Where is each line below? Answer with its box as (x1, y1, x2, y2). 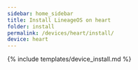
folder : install (7, 23, 55, 30)
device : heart (7, 36, 49, 43)
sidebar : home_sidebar (7, 10, 74, 17)
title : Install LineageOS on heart (7, 17, 111, 24)
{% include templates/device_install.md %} (7, 55, 132, 63)
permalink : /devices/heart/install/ (7, 29, 114, 37)
